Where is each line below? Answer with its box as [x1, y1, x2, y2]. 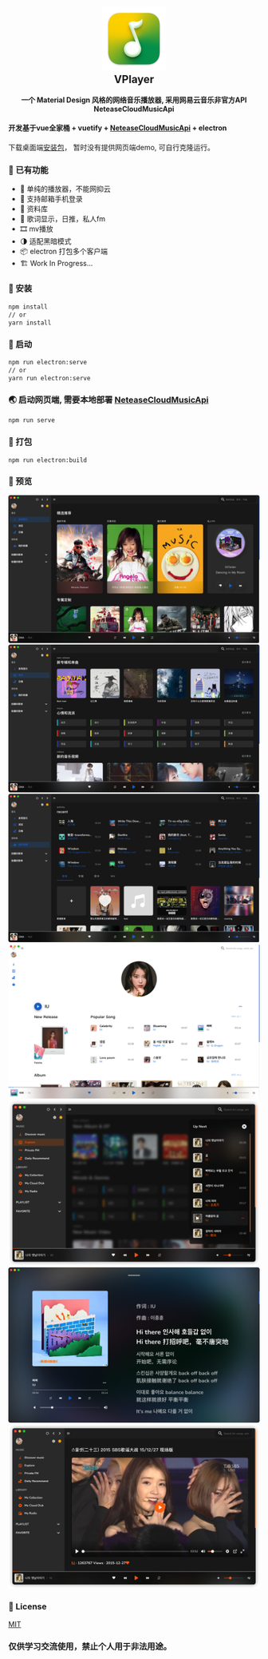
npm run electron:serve [8, 358, 88, 366]
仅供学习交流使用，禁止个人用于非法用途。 [8, 1641, 172, 1652]
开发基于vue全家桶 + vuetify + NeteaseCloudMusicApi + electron [8, 123, 227, 133]
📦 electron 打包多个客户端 [19, 247, 108, 257]
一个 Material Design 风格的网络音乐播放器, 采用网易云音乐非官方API [21, 95, 247, 105]
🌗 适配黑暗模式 [19, 237, 72, 246]
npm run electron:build [8, 456, 88, 464]
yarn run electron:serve [8, 374, 91, 382]
